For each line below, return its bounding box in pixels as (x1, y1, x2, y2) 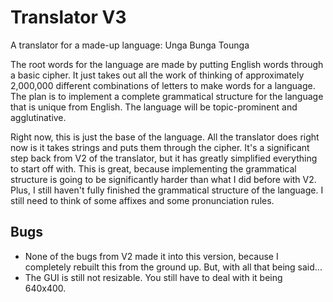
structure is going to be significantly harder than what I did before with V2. (10, 173, 317, 185)
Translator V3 (10, 6, 127, 29)
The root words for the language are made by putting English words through (10, 58, 324, 70)
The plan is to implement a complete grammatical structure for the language (10, 90, 324, 102)
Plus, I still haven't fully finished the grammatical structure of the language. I (10, 184, 324, 196)
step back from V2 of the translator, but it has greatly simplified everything (10, 152, 318, 164)
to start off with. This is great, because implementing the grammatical (10, 162, 297, 175)
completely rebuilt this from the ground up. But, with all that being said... (24, 261, 323, 273)
